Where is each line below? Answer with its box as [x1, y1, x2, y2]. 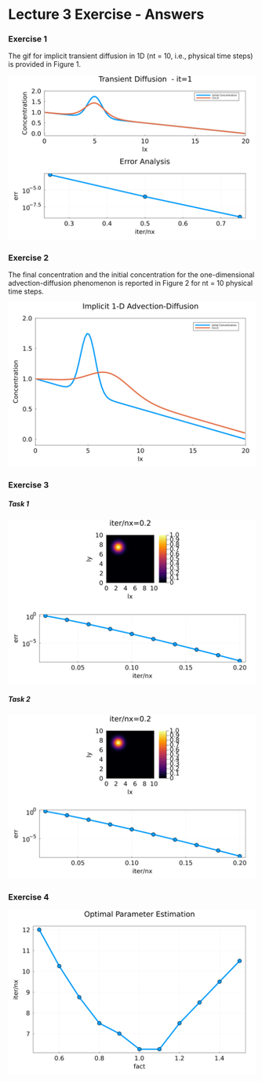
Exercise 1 [8, 34, 48, 45]
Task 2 [8, 695, 31, 704]
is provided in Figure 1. [8, 60, 81, 69]
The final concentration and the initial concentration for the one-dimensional [8, 270, 255, 279]
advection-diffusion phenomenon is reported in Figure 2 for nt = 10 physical [8, 279, 253, 288]
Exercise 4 [8, 892, 49, 903]
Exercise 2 [8, 253, 49, 264]
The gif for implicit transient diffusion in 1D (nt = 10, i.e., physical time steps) [8, 51, 253, 60]
